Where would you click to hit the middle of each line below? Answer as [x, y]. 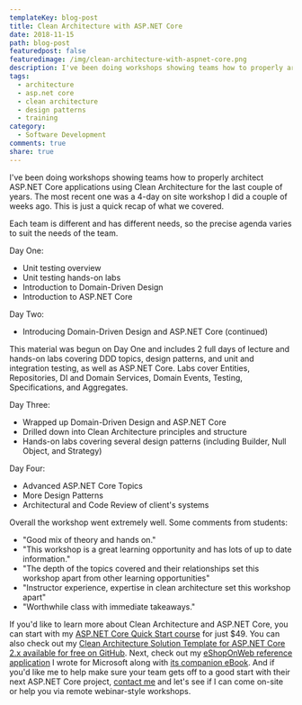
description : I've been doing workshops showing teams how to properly [146, 68]
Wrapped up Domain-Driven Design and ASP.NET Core [124, 422]
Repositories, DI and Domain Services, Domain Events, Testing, [126, 377]
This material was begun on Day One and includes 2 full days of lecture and [150, 348]
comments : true [38, 143]
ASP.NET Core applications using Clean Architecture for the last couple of [146, 186]
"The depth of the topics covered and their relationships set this [141, 568]
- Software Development [62, 135]
